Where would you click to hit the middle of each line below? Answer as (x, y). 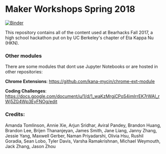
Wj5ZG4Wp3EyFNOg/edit (31, 102)
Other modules (24, 55)
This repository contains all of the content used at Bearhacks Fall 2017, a (79, 32)
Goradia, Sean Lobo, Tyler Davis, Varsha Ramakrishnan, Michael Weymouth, (83, 141)
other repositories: (24, 72)
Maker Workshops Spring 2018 (70, 9)
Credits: (15, 114)
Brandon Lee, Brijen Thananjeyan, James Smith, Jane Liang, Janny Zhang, (81, 130)
